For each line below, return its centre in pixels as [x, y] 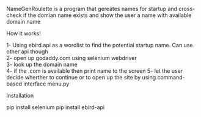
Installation [20, 95]
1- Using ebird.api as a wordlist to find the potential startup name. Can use [100, 45]
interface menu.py [46, 84]
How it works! [24, 33]
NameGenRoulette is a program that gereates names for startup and [92, 9]
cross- [187, 9]
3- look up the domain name [42, 64]
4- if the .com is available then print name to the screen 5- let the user [95, 71]
